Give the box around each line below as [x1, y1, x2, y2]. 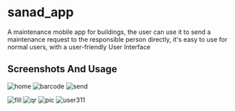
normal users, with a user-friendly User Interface [7, 42, 151, 51]
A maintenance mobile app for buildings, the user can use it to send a [7, 28, 211, 36]
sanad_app [7, 4, 74, 21]
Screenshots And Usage [7, 63, 117, 75]
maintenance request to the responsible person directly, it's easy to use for [7, 35, 228, 43]
